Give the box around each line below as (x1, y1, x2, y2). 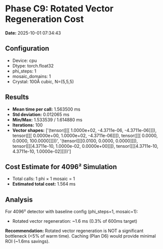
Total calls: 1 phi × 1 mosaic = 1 (12, 176, 75, 182)
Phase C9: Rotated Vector (5, 3, 114, 14)
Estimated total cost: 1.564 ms (12, 181, 76, 187)
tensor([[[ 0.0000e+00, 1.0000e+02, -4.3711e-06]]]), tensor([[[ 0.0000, (12, 132, 158, 138)
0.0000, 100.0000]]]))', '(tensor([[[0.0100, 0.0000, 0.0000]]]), (12, 137, 138, 144)
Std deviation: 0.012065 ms (12, 111, 69, 117)
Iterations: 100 (12, 122, 43, 128)
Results (5, 93, 29, 102)
